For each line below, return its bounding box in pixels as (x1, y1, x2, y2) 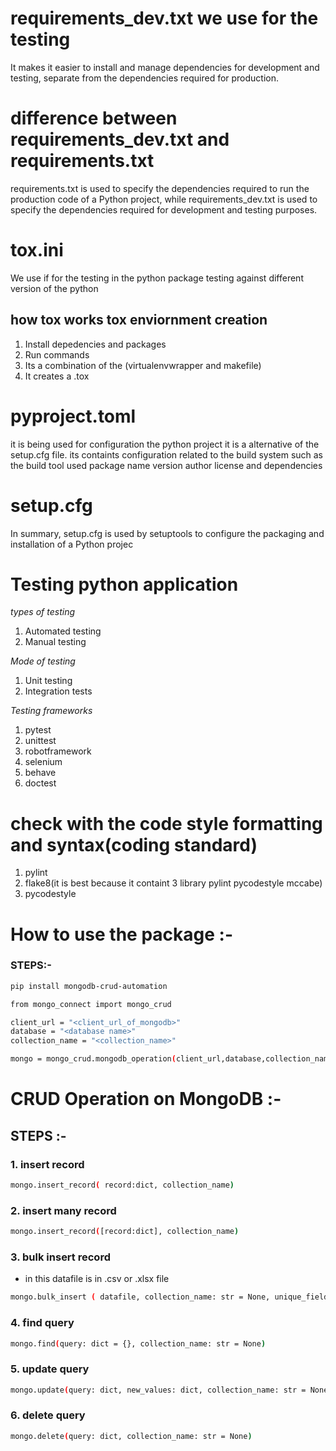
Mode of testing (10, 655, 76, 667)
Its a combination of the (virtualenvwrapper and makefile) (24, 359, 262, 371)
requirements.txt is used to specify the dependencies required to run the (10, 182, 310, 194)
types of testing (10, 606, 76, 618)
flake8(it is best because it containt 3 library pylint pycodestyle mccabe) (24, 877, 323, 889)
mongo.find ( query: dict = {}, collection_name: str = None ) (10, 1338, 267, 1349)
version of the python (10, 282, 99, 294)
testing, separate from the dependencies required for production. (10, 72, 280, 84)
